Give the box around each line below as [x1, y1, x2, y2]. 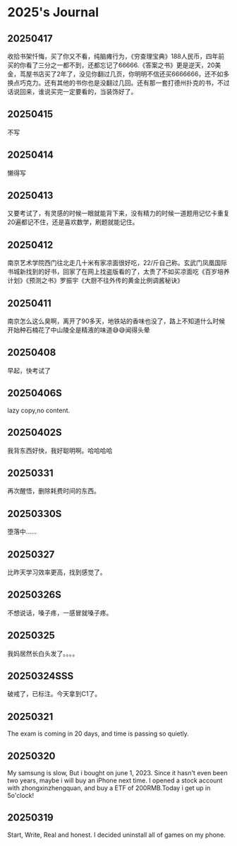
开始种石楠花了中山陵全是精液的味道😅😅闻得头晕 [7, 326, 150, 335]
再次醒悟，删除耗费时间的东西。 [7, 487, 100, 495]
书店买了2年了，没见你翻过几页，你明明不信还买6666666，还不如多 [31, 70, 230, 78]
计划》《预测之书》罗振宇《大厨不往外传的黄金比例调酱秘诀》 [7, 277, 183, 285]
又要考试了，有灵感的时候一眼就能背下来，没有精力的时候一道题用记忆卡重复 [7, 209, 230, 218]
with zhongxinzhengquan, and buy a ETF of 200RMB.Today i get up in [7, 784, 211, 792]
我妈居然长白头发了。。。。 [7, 649, 79, 658]
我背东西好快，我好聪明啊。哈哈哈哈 [7, 446, 113, 455]
